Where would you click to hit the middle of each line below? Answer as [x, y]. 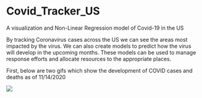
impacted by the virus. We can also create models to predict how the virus [99, 46]
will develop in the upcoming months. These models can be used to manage [101, 52]
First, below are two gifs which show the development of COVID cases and [99, 70]
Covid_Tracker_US [53, 11]
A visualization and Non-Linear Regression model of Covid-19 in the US [95, 28]
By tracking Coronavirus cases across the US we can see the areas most [97, 39]
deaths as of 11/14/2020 [36, 77]
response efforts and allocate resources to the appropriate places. [89, 59]
